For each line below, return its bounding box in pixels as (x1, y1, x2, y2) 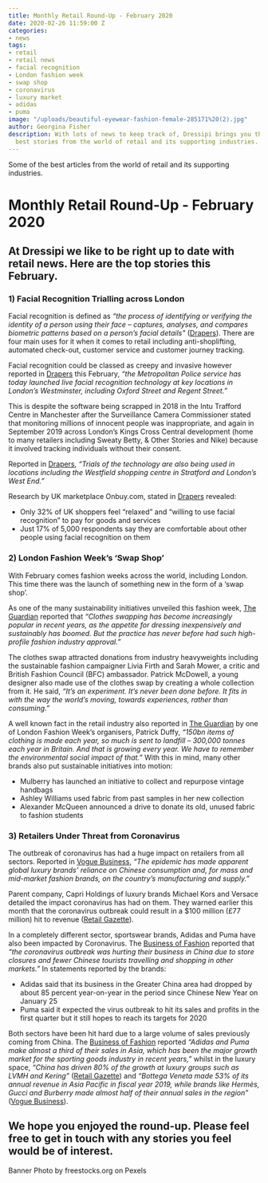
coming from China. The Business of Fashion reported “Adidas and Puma (8, 1037, 250, 1047)
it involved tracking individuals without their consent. (8, 444, 182, 454)
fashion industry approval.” (31, 637, 121, 647)
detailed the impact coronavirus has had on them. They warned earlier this (8, 898, 254, 907)
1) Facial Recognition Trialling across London (8, 293, 185, 304)
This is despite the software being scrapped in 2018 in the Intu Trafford (8, 402, 242, 411)
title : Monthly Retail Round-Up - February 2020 (8, 11, 173, 20)
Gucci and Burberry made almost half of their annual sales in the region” (8, 1087, 249, 1097)
